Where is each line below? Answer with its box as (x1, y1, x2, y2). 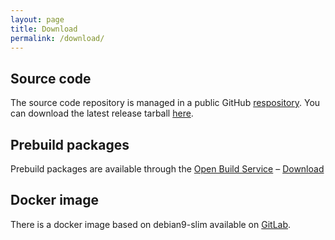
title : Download (10, 24, 78, 34)
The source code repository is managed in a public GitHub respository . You (10, 97, 321, 109)
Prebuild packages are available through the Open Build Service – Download (10, 163, 325, 175)
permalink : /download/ (10, 33, 105, 43)
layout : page (10, 14, 65, 25)
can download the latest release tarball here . (10, 107, 194, 120)
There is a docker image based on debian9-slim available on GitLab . (10, 218, 292, 230)
